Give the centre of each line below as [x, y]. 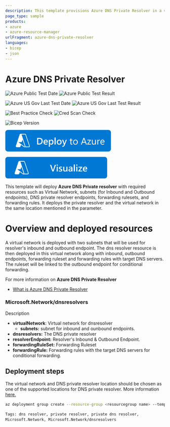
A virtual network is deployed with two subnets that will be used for [75, 242]
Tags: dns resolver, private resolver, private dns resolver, [72, 414]
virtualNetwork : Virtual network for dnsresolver [62, 323]
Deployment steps [35, 371]
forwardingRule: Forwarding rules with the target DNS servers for [81, 350]
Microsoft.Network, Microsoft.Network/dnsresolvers [61, 420]
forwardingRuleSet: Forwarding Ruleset [54, 344]
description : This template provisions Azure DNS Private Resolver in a [83, 11]
